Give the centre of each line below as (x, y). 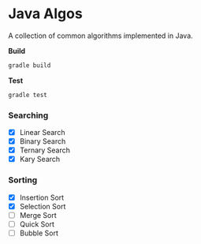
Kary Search (40, 160)
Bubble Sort (39, 233)
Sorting (23, 180)
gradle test (28, 95)
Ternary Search (45, 150)
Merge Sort (38, 215)
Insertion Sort (42, 197)
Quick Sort (37, 224)
